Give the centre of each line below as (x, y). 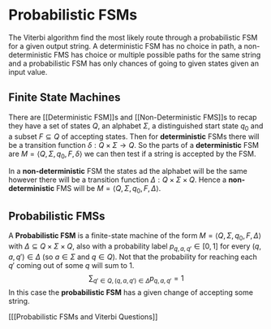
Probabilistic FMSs (57, 216)
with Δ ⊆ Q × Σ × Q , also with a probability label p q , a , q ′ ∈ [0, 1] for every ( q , (135, 247)
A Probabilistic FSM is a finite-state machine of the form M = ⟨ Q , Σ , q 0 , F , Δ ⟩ (135, 236)
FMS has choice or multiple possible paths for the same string (157, 54)
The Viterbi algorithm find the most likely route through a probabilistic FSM (133, 37)
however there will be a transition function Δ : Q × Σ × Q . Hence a (118, 180)
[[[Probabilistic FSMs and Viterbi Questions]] (83, 317)
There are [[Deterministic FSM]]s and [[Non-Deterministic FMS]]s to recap (133, 117)
